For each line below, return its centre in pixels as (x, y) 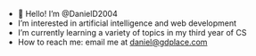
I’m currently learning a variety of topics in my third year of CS (132, 32)
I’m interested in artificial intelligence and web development (127, 23)
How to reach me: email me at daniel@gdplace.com (112, 42)
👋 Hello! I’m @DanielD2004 (67, 14)
